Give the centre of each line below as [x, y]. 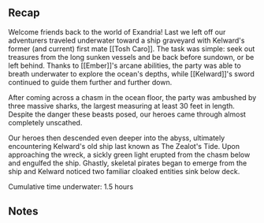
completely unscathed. [45, 122]
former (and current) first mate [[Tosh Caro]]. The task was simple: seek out [132, 48]
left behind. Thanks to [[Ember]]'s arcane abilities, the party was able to [125, 65]
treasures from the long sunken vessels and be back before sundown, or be [131, 57]
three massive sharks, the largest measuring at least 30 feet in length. [121, 106]
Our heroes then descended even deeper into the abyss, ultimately [117, 138]
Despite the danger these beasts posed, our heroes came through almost [127, 114]
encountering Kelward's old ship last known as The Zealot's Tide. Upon [124, 146]
